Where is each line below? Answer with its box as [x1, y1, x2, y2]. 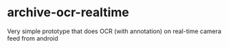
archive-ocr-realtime [7, 5, 129, 20]
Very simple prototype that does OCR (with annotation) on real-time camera [7, 27, 222, 35]
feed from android [7, 34, 58, 42]
